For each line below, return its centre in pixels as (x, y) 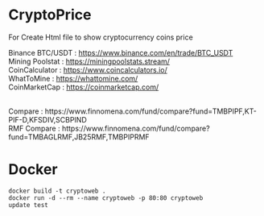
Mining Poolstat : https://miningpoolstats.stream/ (89, 61)
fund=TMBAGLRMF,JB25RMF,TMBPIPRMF (79, 137)
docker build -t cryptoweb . (57, 191)
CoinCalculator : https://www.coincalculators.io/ (88, 69)
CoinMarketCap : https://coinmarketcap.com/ (84, 87)
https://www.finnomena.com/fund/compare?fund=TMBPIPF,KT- (151, 111)
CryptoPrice (50, 15)
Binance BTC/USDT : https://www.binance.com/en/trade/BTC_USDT (121, 52)
